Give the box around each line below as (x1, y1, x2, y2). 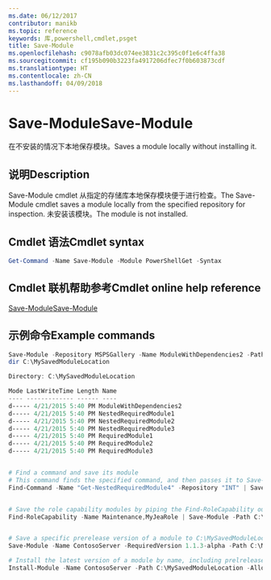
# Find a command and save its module (8, 469, 139, 477)
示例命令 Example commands (8, 328, 156, 343)
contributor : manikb (8, 19, 78, 27)
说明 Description (8, 167, 90, 182)
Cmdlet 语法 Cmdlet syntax (8, 235, 145, 248)
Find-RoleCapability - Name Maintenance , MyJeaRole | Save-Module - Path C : (8, 513, 262, 521)
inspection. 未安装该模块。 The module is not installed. (8, 209, 188, 219)
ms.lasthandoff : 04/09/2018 (8, 79, 103, 87)
